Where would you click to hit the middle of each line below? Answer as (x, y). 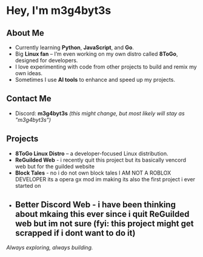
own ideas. (29, 73)
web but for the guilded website (55, 166)
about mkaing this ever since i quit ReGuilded (102, 214)
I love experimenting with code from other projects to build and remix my (106, 67)
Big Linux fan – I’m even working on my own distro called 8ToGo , (96, 54)
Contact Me (29, 98)
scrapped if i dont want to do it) (75, 233)
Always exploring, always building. (50, 248)
